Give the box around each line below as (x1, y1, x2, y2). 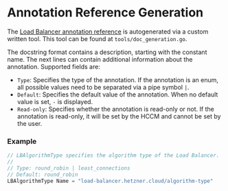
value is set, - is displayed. (16, 97, 93, 105)
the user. (16, 119, 43, 127)
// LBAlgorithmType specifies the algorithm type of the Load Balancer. (7, 152, 220, 159)
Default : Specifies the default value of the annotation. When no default (16, 90, 218, 99)
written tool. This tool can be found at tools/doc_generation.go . (7, 34, 187, 42)
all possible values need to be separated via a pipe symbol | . (16, 83, 190, 91)
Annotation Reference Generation (7, 5, 204, 21)
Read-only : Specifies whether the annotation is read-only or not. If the (16, 105, 214, 113)
